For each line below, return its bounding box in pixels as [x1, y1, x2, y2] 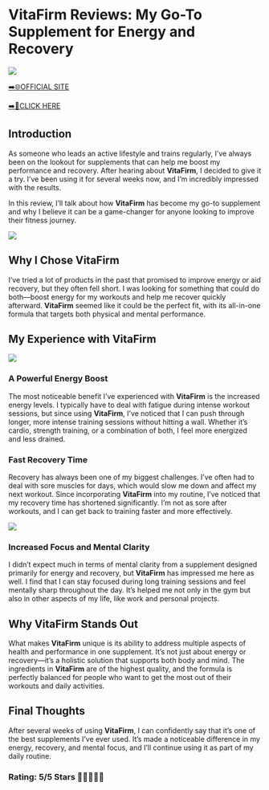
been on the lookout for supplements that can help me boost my [8, 157, 221, 166]
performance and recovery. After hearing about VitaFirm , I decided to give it [8, 165, 262, 175]
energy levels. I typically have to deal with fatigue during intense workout [8, 400, 251, 409]
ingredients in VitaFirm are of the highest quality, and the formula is [8, 664, 233, 674]
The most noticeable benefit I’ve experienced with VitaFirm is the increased [8, 391, 260, 401]
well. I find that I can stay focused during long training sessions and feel [8, 576, 247, 587]
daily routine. [8, 751, 52, 760]
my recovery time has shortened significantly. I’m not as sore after [8, 498, 227, 507]
